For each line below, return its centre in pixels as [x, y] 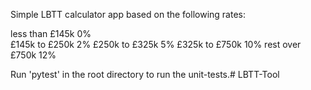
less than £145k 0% [51, 33]
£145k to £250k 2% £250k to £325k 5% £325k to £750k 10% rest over [156, 44]
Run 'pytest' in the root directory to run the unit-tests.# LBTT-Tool [145, 74]
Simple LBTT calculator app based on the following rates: [128, 14]
